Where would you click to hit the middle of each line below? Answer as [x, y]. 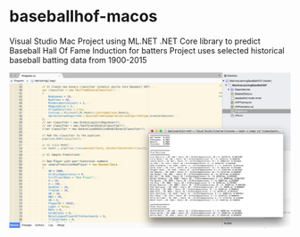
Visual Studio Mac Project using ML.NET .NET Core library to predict [135, 41]
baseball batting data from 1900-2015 [78, 60]
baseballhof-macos [83, 16]
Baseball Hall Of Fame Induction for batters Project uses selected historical [147, 50]
